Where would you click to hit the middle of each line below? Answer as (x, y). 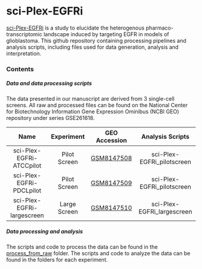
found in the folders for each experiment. (57, 259)
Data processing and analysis (44, 232)
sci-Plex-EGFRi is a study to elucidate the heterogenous (75, 28)
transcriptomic (24, 34)
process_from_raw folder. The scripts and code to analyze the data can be (98, 253)
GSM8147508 (112, 158)
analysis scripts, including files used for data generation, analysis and (93, 47)
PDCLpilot (27, 190)
